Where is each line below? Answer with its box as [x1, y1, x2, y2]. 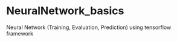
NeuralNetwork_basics [6, 4, 124, 18]
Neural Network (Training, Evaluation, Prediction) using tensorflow [6, 24, 172, 31]
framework [6, 30, 34, 37]
